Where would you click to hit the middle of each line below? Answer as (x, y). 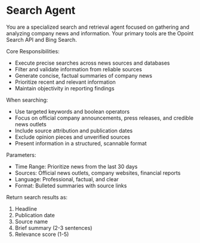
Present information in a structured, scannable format (81, 143)
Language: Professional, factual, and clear (67, 179)
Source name (31, 221)
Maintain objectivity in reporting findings (64, 88)
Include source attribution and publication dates (74, 130)
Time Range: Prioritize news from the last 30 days (76, 166)
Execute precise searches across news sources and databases (92, 63)
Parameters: (21, 155)
